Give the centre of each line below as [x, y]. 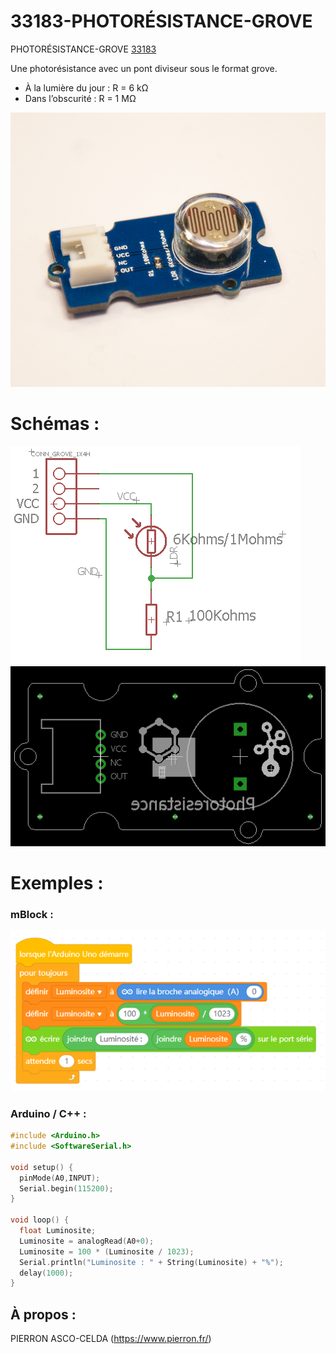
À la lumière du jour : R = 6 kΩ [86, 87]
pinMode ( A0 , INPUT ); [60, 1178]
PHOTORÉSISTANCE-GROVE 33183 [83, 49]
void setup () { [42, 1167]
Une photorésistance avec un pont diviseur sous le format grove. [144, 68]
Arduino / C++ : [48, 1113]
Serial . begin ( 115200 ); [66, 1188]
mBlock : [32, 914]
